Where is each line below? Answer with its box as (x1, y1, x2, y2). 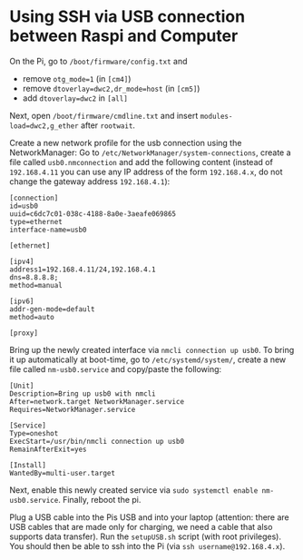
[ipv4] (9, 257, 34, 266)
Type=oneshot (9, 428, 59, 437)
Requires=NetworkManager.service (9, 405, 136, 414)
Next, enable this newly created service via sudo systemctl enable (9, 484, 259, 496)
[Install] (9, 460, 47, 469)
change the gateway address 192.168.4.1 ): (9, 175, 171, 187)
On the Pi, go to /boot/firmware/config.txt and (9, 55, 188, 66)
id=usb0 (9, 201, 39, 211)
